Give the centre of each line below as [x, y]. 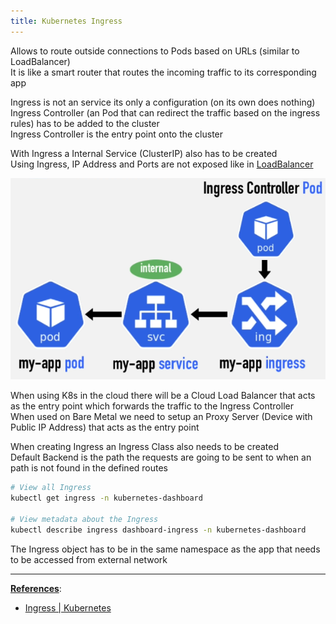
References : [36, 588]
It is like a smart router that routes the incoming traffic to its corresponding [163, 72]
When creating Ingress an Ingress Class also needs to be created [145, 447]
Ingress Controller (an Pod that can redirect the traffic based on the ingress [165, 112]
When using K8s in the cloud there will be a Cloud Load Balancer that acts [163, 396]
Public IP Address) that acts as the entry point [105, 427]
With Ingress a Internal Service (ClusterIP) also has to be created [144, 153]
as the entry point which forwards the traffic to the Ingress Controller [152, 406]
